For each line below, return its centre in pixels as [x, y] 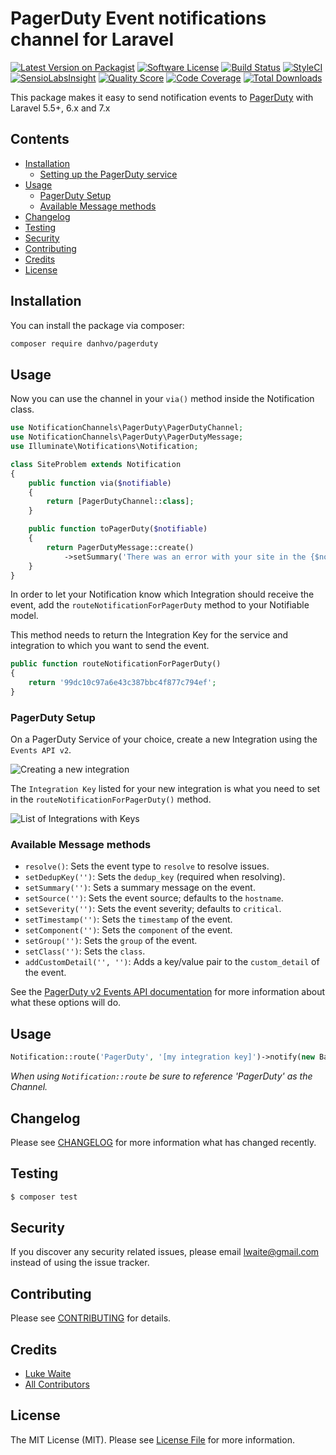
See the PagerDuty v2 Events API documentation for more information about [168, 992]
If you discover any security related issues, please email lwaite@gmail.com [165, 1252]
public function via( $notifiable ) [100, 483]
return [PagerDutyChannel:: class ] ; [120, 502]
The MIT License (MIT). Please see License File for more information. [152, 1439]
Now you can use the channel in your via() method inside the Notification [162, 399]
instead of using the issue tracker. [80, 1263]
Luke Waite [48, 1374]
